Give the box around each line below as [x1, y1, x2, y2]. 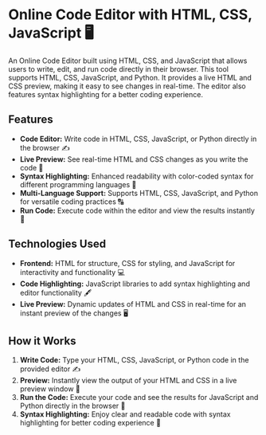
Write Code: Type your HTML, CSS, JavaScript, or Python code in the [19, 355, 249, 365]
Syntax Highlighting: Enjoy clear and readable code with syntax [19, 410, 231, 419]
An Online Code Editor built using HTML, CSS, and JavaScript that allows [8, 56, 248, 65]
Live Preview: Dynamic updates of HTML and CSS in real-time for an [19, 299, 247, 308]
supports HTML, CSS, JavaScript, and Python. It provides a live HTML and [8, 72, 252, 82]
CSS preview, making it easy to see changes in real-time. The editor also [8, 81, 246, 91]
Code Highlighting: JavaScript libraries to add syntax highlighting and [19, 279, 251, 288]
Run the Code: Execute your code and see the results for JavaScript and [19, 393, 259, 402]
